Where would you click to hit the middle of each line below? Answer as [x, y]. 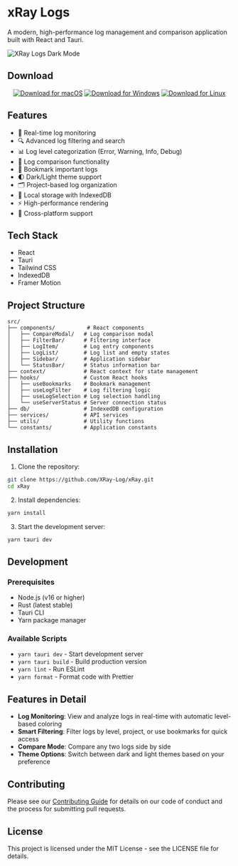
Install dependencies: [49, 500]
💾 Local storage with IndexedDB [65, 195]
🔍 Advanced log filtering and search [71, 140]
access [28, 739]
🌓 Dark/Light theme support [59, 177]
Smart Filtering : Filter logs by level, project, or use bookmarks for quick [123, 731]
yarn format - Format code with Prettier [75, 677]
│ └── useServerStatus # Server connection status [87, 403]
